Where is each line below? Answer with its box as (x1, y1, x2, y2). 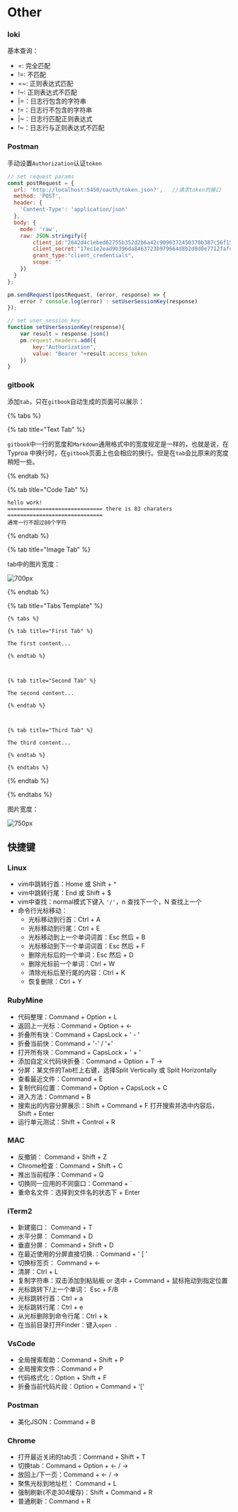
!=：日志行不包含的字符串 (17, 106, 93, 114)
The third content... (7, 739, 72, 746)
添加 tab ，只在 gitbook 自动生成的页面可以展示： (7, 397, 145, 405)
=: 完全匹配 (17, 62, 51, 70)
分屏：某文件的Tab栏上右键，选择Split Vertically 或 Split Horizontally (17, 1065, 217, 1074)
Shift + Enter (17, 1109, 55, 1117)
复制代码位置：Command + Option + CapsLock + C (17, 1083, 168, 1092)
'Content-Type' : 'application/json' (20, 206, 129, 213)
